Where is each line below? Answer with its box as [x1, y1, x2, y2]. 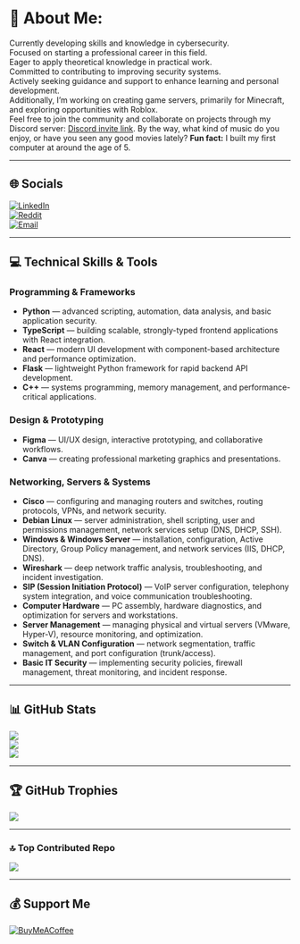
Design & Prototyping [9, 414, 104, 426]
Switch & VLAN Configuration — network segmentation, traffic [21, 638, 256, 649]
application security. [21, 316, 97, 326]
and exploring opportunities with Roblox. [9, 104, 159, 114]
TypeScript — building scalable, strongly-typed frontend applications [21, 325, 279, 336]
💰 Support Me [9, 897, 91, 912]
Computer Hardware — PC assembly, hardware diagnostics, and [21, 601, 262, 611]
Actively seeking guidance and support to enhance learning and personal [9, 75, 279, 86]
